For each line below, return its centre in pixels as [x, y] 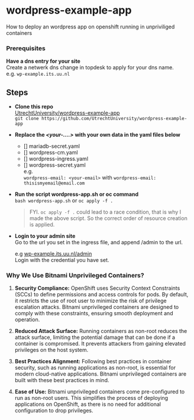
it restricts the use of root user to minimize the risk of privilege [90, 301]
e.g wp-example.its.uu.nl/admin [53, 254]
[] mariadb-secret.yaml [51, 146]
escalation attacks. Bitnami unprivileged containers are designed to [97, 307]
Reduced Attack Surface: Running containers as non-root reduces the [101, 331]
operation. [27, 319]
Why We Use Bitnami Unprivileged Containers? [75, 275]
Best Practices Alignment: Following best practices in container [93, 361]
